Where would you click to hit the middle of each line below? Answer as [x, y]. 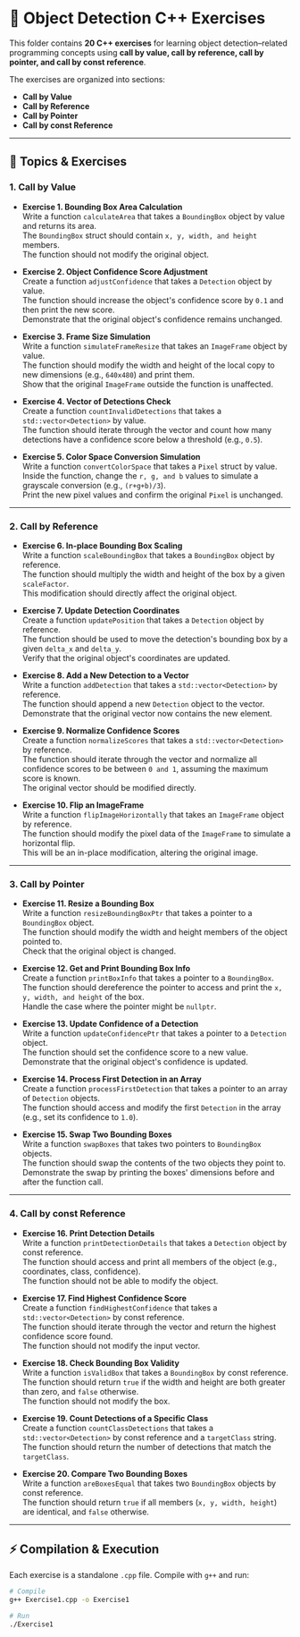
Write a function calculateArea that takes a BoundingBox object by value [154, 216]
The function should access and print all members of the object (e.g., [150, 1261]
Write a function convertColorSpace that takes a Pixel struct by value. [150, 466]
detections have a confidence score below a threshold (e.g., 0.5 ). [142, 439]
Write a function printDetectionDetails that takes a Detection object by [154, 1243]
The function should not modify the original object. [116, 254]
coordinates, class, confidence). [81, 1271]
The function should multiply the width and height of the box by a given [154, 574]
